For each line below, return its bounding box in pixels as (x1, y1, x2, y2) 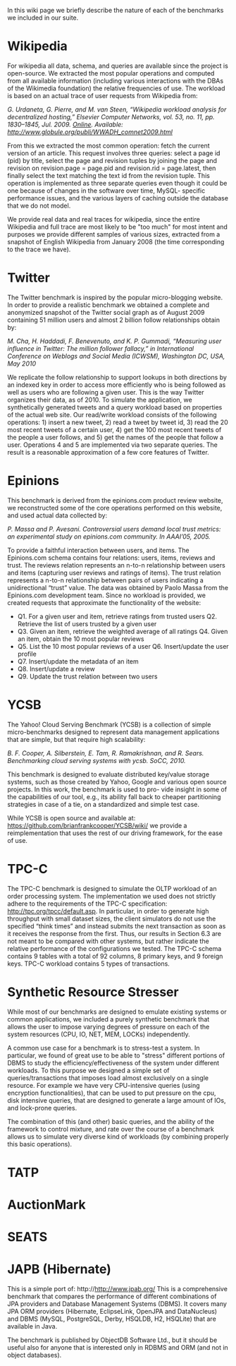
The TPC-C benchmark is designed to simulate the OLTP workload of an (7, 884, 217, 892)
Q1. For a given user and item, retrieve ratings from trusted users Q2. (17, 612, 217, 621)
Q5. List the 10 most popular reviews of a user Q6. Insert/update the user (17, 642, 229, 650)
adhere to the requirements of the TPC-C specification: (7, 899, 168, 908)
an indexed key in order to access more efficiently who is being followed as (7, 381, 226, 389)
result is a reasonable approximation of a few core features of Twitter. (7, 448, 209, 456)
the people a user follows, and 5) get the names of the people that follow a (7, 433, 224, 441)
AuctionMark (7, 1197, 86, 1213)
